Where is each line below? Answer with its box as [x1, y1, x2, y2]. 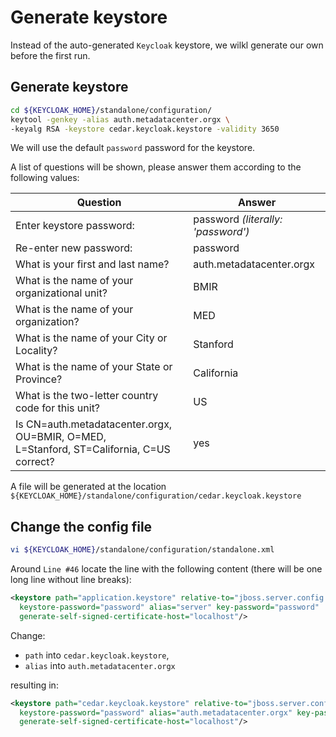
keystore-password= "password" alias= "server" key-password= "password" [19, 602, 320, 612]
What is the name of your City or [15, 331, 168, 345]
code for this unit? [15, 401, 101, 415]
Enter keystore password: [15, 219, 135, 233]
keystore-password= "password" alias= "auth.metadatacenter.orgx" [19, 707, 293, 718]
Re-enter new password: [15, 241, 133, 255]
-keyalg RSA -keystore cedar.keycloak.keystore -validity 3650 [10, 124, 280, 134]
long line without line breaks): [10, 574, 132, 586]
